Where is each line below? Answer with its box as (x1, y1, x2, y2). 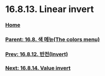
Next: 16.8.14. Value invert (5, 64, 71, 71)
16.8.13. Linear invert (5, 4, 94, 15)
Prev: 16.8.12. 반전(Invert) (5, 50, 68, 57)
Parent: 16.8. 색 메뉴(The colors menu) (5, 36, 100, 43)
